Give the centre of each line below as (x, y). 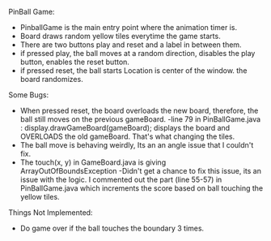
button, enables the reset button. (74, 62)
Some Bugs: (29, 95)
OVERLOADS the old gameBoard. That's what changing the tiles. (127, 136)
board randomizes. (51, 79)
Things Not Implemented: (51, 213)
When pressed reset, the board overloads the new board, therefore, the (139, 110)
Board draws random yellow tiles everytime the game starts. (120, 36)
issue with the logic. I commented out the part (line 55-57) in (121, 179)
